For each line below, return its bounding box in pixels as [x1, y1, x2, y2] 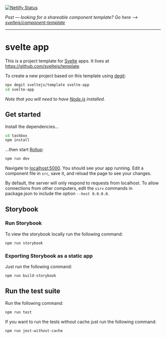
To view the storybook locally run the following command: [5, 231, 123, 237]
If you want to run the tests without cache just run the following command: [5, 319, 157, 325]
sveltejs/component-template [5, 20, 65, 25]
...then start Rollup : [5, 147, 44, 153]
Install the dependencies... [5, 123, 59, 129]
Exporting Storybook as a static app [5, 252, 93, 259]
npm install [5, 138, 30, 143]
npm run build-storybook [5, 273, 56, 278]
